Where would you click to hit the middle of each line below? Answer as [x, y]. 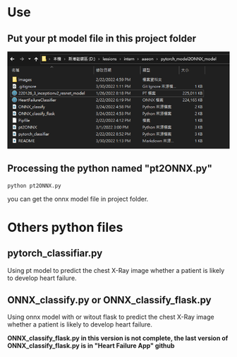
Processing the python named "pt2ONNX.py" [110, 169]
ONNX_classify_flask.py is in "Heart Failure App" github [91, 346]
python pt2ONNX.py [34, 186]
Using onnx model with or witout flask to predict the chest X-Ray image [111, 317]
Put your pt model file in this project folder [102, 39]
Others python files [65, 227]
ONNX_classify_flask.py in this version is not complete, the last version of [118, 338]
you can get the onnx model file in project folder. [78, 199]
